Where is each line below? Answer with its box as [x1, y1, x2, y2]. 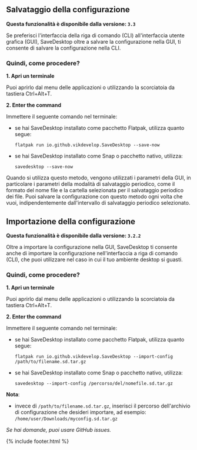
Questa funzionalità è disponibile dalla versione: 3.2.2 [6, 232, 141, 239]
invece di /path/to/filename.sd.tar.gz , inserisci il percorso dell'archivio [14, 402, 191, 409]
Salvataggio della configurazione [6, 5, 131, 15]
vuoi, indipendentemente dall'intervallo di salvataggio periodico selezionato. [6, 199, 191, 206]
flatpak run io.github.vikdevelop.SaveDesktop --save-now [14, 142, 160, 148]
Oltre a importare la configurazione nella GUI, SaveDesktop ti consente [6, 243, 178, 250]
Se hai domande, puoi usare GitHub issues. [6, 426, 112, 433]
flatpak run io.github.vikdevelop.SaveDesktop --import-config [14, 354, 173, 360]
